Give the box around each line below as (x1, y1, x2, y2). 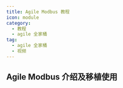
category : (6, 20, 32, 26)
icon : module (6, 14, 39, 20)
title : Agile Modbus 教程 (6, 8, 70, 15)
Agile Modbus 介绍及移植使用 (6, 72, 118, 82)
